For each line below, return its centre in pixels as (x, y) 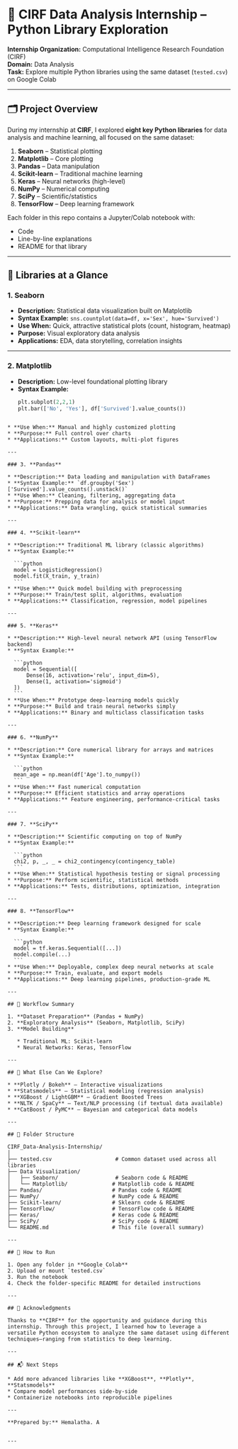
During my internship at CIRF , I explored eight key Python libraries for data (117, 130)
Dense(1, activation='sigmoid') (74, 682)
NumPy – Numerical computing (63, 189)
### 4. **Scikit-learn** (44, 533)
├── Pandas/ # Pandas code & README (95, 1190)
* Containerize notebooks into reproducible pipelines (90, 1398)
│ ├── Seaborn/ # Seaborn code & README (98, 1178)
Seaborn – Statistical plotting (60, 151)
